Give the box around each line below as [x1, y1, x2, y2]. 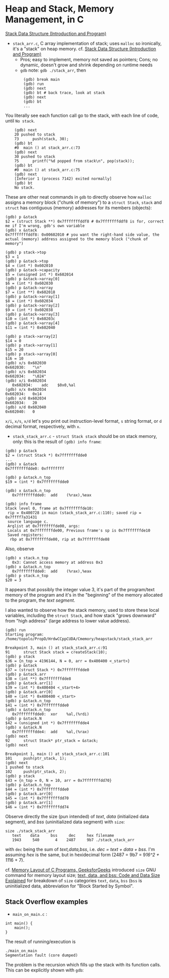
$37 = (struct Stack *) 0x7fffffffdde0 [5, 667, 90, 673]
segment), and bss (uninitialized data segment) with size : [5, 819, 125, 825]
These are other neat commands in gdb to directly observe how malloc [5, 194, 152, 200]
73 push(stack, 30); [14, 136, 69, 142]
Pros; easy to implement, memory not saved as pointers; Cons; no [20, 56, 158, 62]
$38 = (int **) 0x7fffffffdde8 [5, 676, 71, 681]
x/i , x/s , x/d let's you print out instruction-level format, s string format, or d [5, 418, 162, 424]
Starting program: [5, 632, 44, 637]
